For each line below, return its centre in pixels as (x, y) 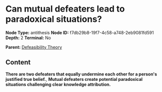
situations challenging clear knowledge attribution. (58, 84)
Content (18, 62)
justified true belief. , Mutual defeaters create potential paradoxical (74, 79)
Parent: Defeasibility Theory (34, 47)
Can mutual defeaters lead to (65, 9)
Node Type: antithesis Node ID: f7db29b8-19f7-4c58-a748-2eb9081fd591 (80, 32)
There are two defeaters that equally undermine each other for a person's (81, 74)
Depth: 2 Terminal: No (28, 38)
